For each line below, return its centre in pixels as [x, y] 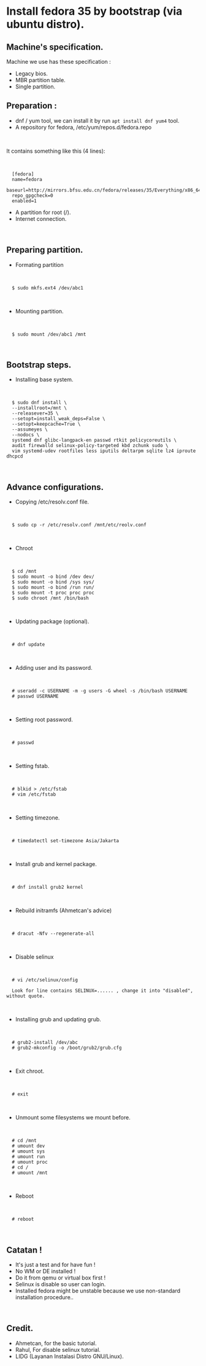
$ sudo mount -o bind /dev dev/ [53, 577]
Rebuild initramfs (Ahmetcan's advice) [63, 911]
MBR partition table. [40, 80]
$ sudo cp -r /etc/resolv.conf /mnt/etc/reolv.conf [79, 525]
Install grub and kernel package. [56, 864]
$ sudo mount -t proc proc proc [53, 593]
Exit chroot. [30, 1071]
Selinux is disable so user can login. [60, 1284]
